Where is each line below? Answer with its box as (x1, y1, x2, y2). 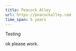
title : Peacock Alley (5, 7, 51, 13)
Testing (5, 31, 21, 37)
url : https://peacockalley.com (5, 12, 71, 17)
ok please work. (5, 41, 39, 47)
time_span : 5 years (5, 17, 47, 22)
